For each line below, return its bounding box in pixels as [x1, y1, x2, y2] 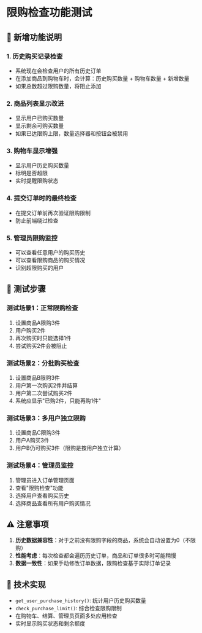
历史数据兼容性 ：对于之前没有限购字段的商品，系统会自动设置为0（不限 [15, 537, 196, 544]
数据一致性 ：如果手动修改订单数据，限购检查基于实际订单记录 [15, 560, 171, 567]
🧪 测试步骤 [6, 284, 46, 294]
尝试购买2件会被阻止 [15, 342, 67, 349]
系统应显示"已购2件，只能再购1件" [15, 397, 102, 404]
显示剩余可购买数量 [15, 122, 64, 130]
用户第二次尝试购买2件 [15, 390, 73, 397]
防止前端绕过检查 [15, 216, 59, 224]
